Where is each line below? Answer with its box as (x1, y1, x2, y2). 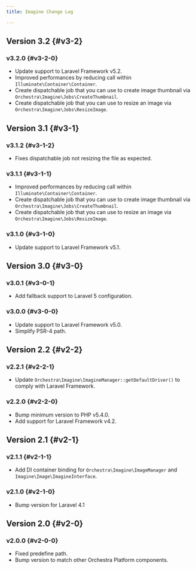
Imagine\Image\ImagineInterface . (14, 473, 97, 480)
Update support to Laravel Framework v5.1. (14, 244, 121, 251)
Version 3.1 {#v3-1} (6, 123, 79, 133)
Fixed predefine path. (14, 550, 68, 557)
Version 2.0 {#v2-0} (6, 518, 84, 528)
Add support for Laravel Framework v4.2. (14, 417, 117, 425)
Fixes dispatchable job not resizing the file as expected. (14, 155, 152, 162)
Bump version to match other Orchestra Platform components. (14, 556, 169, 564)
